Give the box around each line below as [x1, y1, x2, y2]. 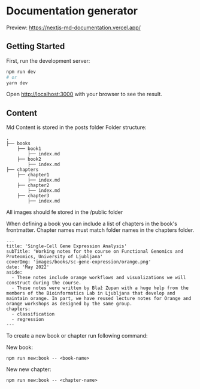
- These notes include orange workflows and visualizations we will [11, 275, 186, 281]
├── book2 [17, 157, 42, 163]
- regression [11, 317, 44, 323]
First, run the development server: [6, 57, 90, 64]
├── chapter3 [17, 193, 50, 199]
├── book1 [17, 146, 42, 152]
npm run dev [6, 69, 36, 75]
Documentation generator [6, 4, 138, 18]
